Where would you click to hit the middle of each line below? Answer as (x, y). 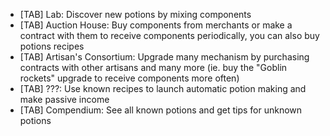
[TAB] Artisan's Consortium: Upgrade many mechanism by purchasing (164, 57)
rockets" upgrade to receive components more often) (129, 78)
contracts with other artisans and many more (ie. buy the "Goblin (153, 67)
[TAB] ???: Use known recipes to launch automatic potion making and (163, 88)
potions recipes (52, 46)
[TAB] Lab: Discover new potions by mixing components (135, 14)
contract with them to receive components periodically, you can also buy (169, 35)
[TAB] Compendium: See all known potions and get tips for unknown (161, 110)
